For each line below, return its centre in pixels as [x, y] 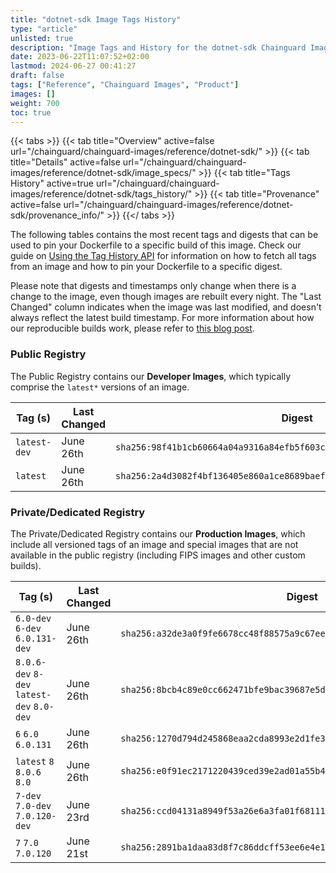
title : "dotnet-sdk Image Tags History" [96, 19]
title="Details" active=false [65, 162]
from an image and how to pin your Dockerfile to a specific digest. [146, 267]
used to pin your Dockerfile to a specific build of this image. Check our [156, 245]
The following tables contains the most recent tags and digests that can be [164, 235]
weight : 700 [35, 103]
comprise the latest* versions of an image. [100, 387]
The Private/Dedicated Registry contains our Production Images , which [158, 533]
